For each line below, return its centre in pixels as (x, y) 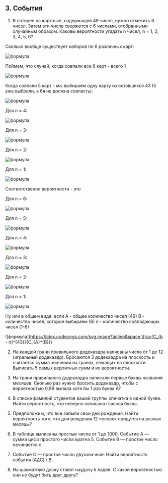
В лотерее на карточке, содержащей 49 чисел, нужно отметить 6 (83, 20)
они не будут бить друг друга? (45, 475)
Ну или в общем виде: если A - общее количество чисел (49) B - (75, 316)
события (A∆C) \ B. (32, 460)
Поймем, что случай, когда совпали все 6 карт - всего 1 (66, 66)
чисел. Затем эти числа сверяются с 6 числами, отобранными (80, 26)
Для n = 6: (16, 199)
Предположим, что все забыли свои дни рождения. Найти (75, 413)
